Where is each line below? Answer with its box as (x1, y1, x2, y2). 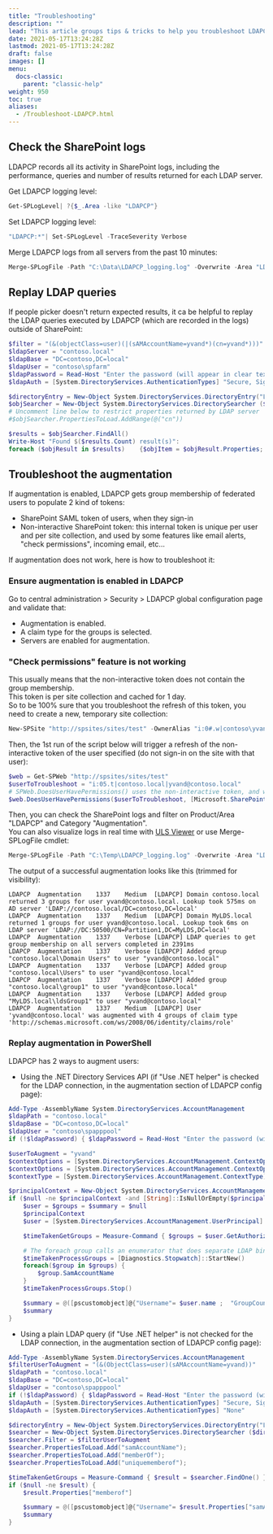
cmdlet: (43, 835, 69, 846)
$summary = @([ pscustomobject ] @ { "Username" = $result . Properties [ (23, 1503, 249, 1511)
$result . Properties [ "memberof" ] (23, 1488, 132, 1497)
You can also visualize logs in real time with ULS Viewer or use (8, 827, 218, 837)
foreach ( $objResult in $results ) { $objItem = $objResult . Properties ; (8, 445, 264, 453)
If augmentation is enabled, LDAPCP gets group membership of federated (8, 489, 256, 499)
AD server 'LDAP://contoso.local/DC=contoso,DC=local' (8, 904, 198, 913)
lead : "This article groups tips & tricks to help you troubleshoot (8, 27, 245, 35)
